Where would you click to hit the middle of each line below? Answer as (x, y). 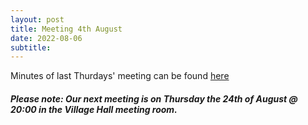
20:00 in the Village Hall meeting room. (94, 109)
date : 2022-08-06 (46, 38)
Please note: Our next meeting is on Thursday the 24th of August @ (154, 98)
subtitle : (31, 47)
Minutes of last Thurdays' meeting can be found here (120, 76)
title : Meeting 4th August (66, 29)
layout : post (37, 19)
